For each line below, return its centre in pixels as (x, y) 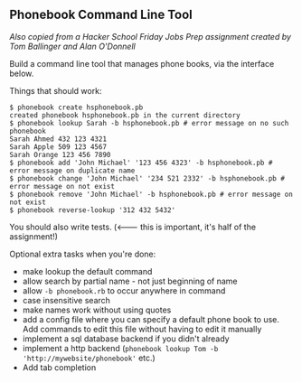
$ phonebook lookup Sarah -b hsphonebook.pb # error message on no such (149, 123)
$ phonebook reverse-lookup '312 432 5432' (93, 210)
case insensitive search (66, 300)
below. (22, 73)
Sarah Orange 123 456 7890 (60, 154)
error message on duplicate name (72, 171)
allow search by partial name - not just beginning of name (130, 281)
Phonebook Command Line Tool (101, 15)
